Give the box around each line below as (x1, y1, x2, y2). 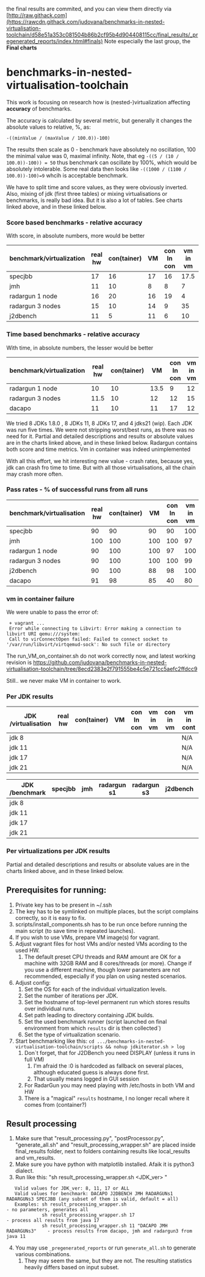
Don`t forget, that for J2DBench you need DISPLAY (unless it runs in (24, 1049, 195, 1056)
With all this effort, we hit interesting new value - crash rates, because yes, (6, 457, 195, 464)
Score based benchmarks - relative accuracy (6, 218, 143, 226)
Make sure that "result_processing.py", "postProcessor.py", (15, 1135, 165, 1142)
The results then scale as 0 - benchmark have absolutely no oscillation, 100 (6, 146, 196, 153)
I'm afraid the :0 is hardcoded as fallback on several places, (33, 1062, 184, 1070)
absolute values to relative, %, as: (6, 123, 92, 131)
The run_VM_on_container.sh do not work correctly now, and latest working (6, 652, 196, 660)
